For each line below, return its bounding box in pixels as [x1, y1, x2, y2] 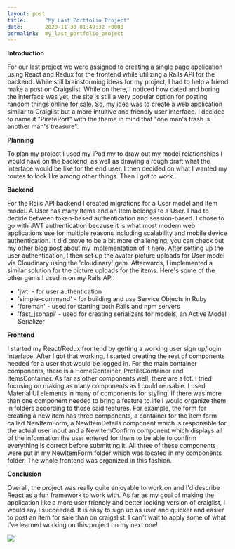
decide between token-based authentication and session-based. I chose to [7, 214, 224, 223]
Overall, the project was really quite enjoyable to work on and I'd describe [7, 484, 220, 492]
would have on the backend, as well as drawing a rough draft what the [7, 157, 210, 166]
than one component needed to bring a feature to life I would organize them [7, 397, 227, 405]
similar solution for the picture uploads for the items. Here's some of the [7, 266, 215, 274]
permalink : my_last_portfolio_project [7, 29, 124, 37]
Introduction [7, 49, 44, 58]
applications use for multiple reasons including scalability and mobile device [7, 229, 228, 237]
